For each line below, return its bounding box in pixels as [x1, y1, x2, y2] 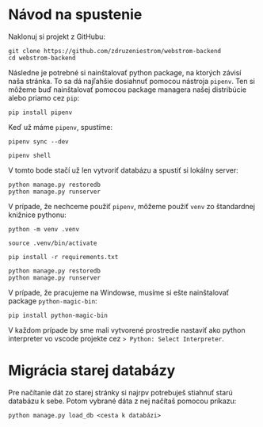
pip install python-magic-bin [8, 311, 109, 319]
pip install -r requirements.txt [8, 253, 119, 261]
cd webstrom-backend [8, 54, 77, 62]
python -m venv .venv [8, 225, 80, 233]
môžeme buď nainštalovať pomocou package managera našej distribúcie [8, 85, 247, 94]
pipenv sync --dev [8, 137, 69, 146]
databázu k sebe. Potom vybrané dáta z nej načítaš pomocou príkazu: [8, 396, 237, 406]
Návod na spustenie [8, 6, 143, 24]
